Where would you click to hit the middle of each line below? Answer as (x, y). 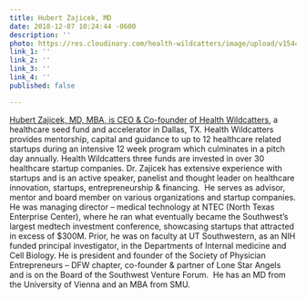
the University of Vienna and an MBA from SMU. (100, 284)
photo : (22, 43)
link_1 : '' (30, 52)
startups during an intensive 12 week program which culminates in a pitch (147, 149)
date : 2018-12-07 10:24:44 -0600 (73, 26)
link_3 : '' (30, 69)
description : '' (40, 35)
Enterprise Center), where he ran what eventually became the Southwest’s (149, 216)
